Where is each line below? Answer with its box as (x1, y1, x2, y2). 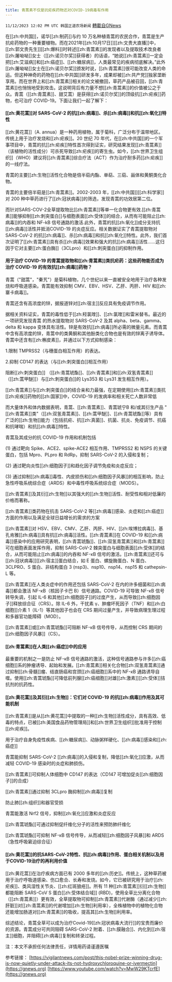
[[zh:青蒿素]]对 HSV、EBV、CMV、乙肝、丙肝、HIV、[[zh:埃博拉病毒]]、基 (5, 526, 163, 532)
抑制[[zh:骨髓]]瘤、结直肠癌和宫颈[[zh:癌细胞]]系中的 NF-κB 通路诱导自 (9, 668, 160, 675)
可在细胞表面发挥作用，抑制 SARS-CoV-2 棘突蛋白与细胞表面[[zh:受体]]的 (5, 545, 161, 551)
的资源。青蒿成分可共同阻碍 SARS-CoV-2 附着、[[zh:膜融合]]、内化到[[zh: (5, 926, 162, 932)
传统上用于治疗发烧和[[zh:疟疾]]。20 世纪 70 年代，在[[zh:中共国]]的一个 (5, 135, 159, 141)
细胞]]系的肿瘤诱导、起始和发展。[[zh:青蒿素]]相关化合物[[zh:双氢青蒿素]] (5, 662, 161, 668)
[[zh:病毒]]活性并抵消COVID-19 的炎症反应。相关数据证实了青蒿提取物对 (5, 225, 158, 232)
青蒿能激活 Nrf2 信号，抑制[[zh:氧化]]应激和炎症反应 (5, 811, 117, 817)
